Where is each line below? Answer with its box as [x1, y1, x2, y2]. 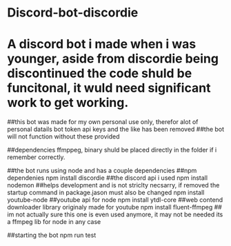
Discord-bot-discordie [7, 5, 139, 21]
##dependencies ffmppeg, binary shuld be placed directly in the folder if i [7, 146, 217, 154]
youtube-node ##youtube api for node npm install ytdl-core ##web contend [7, 196, 223, 204]
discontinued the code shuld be [7, 65, 192, 81]
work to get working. [7, 95, 129, 111]
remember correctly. [7, 153, 66, 161]
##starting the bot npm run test [7, 231, 97, 239]
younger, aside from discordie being [7, 51, 219, 67]
